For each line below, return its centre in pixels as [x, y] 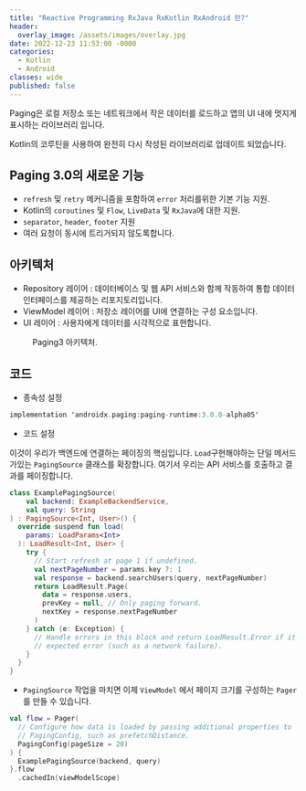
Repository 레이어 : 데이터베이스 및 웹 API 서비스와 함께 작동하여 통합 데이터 [158, 289]
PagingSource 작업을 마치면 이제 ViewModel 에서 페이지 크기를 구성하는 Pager [159, 690]
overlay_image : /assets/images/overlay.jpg [101, 35]
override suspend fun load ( [71, 527]
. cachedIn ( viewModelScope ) [69, 778]
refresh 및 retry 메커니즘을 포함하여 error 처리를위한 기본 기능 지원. [146, 199]
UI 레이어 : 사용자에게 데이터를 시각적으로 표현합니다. [117, 323]
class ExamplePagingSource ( [63, 493]
